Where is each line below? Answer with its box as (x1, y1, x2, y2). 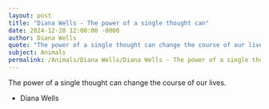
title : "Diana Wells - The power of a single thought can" (8, 19, 210, 27)
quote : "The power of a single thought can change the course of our (8, 41, 246, 49)
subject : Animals (8, 49, 66, 56)
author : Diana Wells (8, 33, 78, 42)
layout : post (8, 11, 52, 20)
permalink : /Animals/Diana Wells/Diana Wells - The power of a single (8, 56, 249, 64)
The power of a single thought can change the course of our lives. (8, 77, 227, 88)
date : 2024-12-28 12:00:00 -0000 (8, 26, 120, 34)
